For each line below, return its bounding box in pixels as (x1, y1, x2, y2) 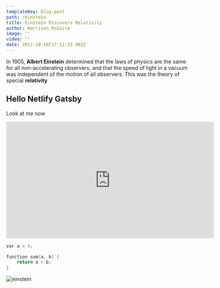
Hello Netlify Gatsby (6, 94, 82, 104)
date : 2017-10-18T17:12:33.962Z (6, 42, 86, 48)
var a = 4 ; (6, 243, 33, 249)
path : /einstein (6, 14, 46, 20)
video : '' (6, 36, 31, 42)
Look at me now (6, 110, 46, 117)
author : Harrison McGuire (6, 25, 70, 31)
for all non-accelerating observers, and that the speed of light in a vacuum (6, 64, 188, 71)
